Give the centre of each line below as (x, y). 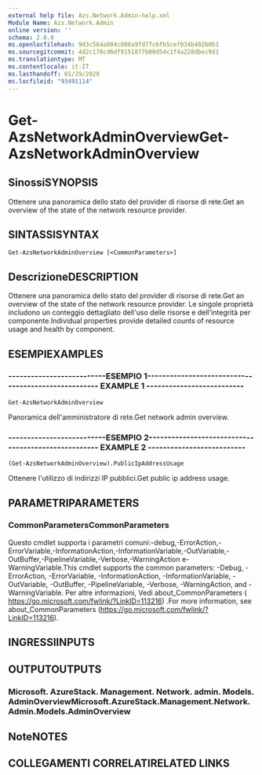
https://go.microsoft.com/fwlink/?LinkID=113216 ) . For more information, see (130, 601)
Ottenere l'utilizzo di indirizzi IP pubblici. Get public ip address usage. (119, 478)
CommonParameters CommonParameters (89, 526)
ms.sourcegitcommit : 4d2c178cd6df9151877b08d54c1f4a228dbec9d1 (114, 52)
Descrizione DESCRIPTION (73, 277)
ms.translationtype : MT (47, 60)
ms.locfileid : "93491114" (50, 81)
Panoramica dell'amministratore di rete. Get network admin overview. (118, 417)
